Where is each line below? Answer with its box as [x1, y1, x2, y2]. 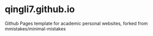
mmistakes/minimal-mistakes [5, 25, 66, 31]
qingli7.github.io [5, 4, 75, 15]
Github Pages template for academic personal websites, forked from [5, 20, 148, 26]
